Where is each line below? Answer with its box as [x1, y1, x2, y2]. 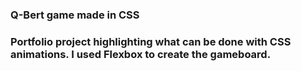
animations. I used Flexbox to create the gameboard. [10, 47, 272, 61]
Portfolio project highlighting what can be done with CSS [10, 34, 292, 48]
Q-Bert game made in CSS [10, 8, 140, 22]
